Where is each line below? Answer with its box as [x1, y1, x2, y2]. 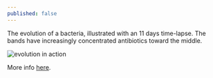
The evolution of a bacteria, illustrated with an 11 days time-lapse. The [7, 29, 206, 37]
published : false [7, 10, 57, 17]
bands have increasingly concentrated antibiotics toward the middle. [7, 36, 203, 45]
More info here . [7, 63, 51, 71]
